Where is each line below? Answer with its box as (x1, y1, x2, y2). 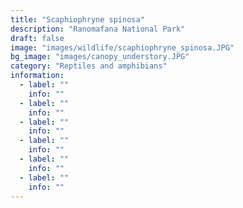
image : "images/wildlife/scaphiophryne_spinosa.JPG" (10, 42, 235, 53)
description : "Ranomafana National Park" (10, 24, 186, 34)
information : (10, 71, 65, 81)
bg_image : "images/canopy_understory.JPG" (10, 52, 190, 62)
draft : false (10, 33, 65, 43)
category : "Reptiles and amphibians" (10, 61, 168, 71)
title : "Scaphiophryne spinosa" (10, 14, 145, 25)
